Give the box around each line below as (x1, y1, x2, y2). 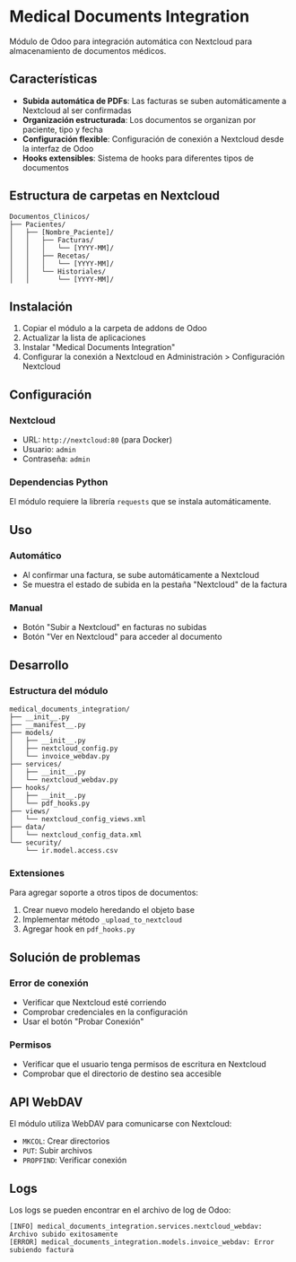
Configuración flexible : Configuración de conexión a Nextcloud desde (22, 133, 284, 145)
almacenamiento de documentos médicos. (9, 45, 167, 56)
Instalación (9, 299, 74, 314)
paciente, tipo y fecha (22, 124, 103, 135)
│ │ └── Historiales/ (9, 267, 106, 276)
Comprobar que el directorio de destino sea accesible (22, 1068, 222, 1079)
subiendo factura (9, 1245, 74, 1254)
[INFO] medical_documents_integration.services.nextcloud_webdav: (9, 1222, 263, 1231)
